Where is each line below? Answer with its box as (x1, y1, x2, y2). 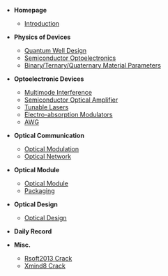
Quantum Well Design (24, 47, 87, 54)
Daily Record (13, 227, 52, 236)
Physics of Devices (13, 33, 71, 41)
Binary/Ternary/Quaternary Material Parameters (24, 61, 162, 69)
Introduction (24, 20, 60, 27)
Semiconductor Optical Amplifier (24, 95, 119, 104)
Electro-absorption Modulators (24, 111, 113, 118)
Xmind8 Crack (24, 261, 66, 270)
